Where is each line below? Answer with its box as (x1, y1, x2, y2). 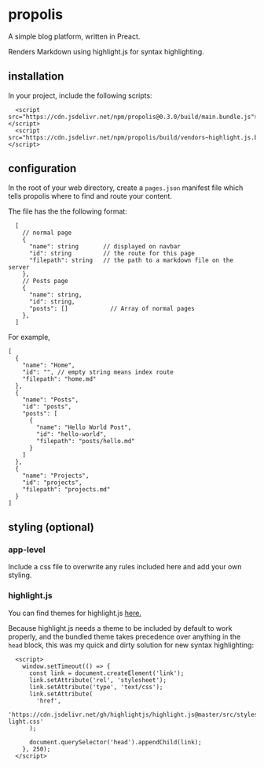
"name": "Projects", (22, 472, 90, 479)
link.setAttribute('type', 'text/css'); (28, 683, 163, 691)
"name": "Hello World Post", (36, 423, 132, 431)
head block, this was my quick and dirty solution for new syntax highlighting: (8, 640, 254, 650)
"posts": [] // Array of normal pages (28, 304, 195, 312)
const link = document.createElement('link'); (28, 669, 185, 677)
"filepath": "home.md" (22, 375, 97, 383)
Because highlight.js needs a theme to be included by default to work (8, 623, 233, 632)
